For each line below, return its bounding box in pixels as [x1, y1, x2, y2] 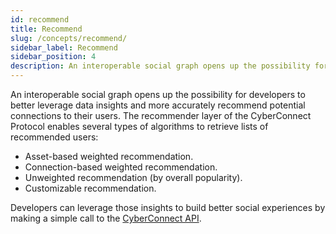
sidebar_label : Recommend [10, 42, 118, 53]
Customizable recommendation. [24, 182, 157, 194]
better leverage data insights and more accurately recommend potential [10, 99, 306, 111]
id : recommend [10, 14, 70, 25]
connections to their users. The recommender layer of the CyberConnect [10, 110, 312, 121]
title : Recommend [10, 24, 83, 34]
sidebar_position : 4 [10, 52, 97, 62]
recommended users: [10, 131, 99, 143]
